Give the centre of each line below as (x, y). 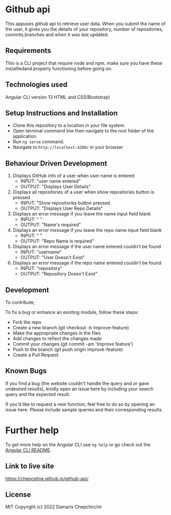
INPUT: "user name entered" (50, 181)
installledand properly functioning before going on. (59, 68)
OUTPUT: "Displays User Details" (56, 187)
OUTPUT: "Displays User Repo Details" (62, 208)
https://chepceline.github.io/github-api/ (47, 479)
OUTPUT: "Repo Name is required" (57, 241)
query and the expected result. (38, 394)
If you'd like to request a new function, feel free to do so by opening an (80, 404)
